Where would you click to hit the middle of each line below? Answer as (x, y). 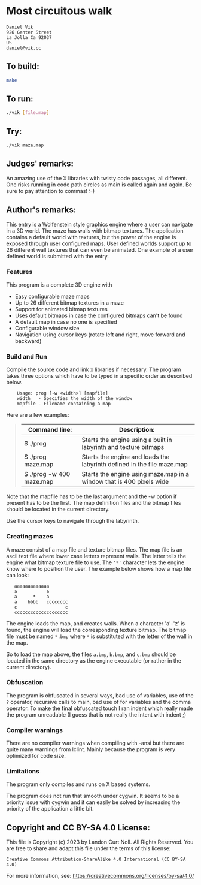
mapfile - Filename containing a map (64, 404)
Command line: (50, 430)
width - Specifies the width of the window (75, 399)
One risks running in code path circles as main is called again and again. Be (99, 185)
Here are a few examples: (38, 415)
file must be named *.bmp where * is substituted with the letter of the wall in (99, 636)
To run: (20, 99)
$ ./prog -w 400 (47, 474)
